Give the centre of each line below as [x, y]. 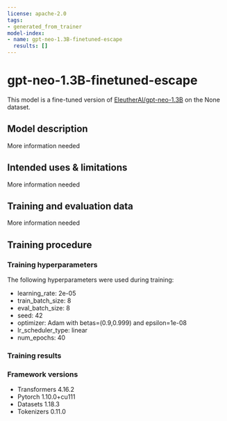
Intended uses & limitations [67, 168]
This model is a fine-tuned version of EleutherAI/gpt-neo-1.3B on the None [114, 100]
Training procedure [50, 245]
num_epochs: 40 [41, 337]
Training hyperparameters [52, 264]
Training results [34, 356]
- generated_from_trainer [44, 26]
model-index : [26, 33]
